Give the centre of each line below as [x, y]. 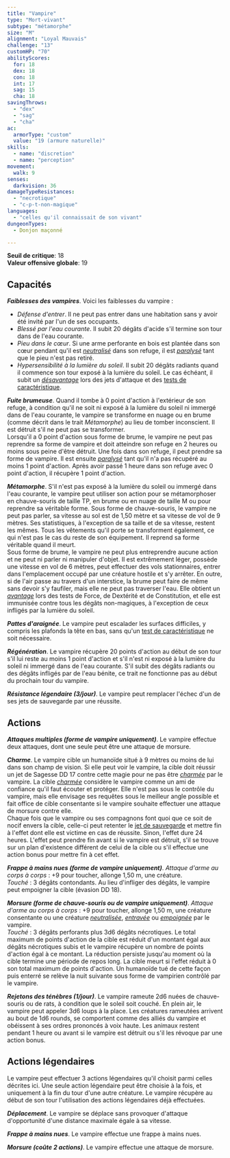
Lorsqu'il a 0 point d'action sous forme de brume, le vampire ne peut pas [110, 437]
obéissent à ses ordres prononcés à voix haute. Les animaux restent [103, 1025]
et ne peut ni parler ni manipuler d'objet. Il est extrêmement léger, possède [112, 559]
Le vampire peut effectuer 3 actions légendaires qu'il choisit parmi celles [110, 1078]
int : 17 [24, 84]
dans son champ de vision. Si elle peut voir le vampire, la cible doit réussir [111, 767]
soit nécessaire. [29, 638]
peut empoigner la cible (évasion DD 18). [64, 890]
